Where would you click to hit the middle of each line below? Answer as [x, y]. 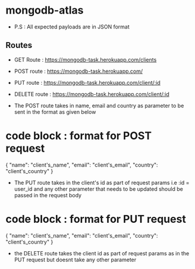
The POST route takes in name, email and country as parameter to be [99, 105]
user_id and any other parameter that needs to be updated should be [99, 189]
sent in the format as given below [55, 112]
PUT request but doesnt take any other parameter [75, 260]
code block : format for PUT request [96, 219]
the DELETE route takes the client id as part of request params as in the [102, 253]
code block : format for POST [79, 135]
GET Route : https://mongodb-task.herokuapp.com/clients [85, 59]
